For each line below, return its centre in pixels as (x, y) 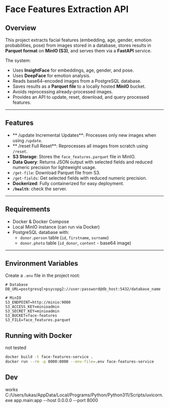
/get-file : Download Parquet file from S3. (56, 172)
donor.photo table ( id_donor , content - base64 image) (76, 243)
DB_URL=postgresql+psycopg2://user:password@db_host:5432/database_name (83, 289)
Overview (21, 28)
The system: (18, 61)
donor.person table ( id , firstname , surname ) (64, 238)
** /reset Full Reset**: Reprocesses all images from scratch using (80, 146)
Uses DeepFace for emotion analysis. (51, 76)
